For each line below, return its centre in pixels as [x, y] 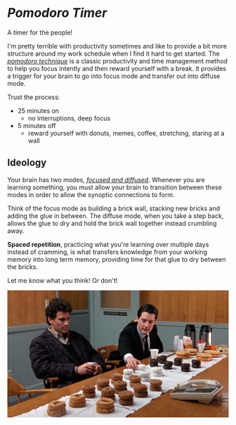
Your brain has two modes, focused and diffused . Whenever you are [106, 179]
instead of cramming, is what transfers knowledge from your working [107, 252]
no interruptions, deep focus [69, 118]
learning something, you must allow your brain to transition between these [115, 187]
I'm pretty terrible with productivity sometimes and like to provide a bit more [117, 46]
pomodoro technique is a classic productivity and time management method [118, 61]
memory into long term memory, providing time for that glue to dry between [117, 259]
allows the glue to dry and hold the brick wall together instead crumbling [112, 223]
